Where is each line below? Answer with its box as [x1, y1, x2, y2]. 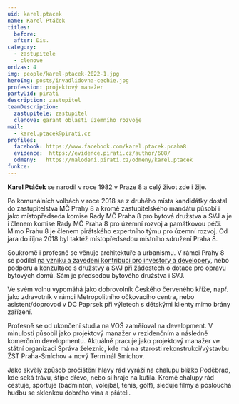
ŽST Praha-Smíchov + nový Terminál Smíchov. [7, 351, 145, 360]
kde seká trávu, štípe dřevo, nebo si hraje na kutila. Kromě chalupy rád [7, 373, 215, 382]
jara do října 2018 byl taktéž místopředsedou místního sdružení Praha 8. [7, 234, 218, 243]
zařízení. [7, 308, 33, 316]
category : [7, 44, 37, 51]
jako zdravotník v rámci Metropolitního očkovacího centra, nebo [7, 292, 195, 301]
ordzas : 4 [7, 64, 37, 71]
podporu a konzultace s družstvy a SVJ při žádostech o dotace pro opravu [7, 263, 227, 272]
